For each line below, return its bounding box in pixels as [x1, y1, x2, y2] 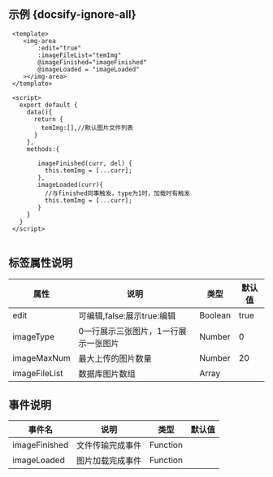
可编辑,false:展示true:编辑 [78, 310, 176, 321]
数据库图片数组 [78, 368, 136, 379]
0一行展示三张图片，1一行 [78, 325, 179, 336]
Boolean [198, 310, 232, 321]
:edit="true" [37, 44, 82, 52]
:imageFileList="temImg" [37, 51, 122, 59]
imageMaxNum [12, 352, 71, 363]
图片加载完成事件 [76, 455, 142, 466]
